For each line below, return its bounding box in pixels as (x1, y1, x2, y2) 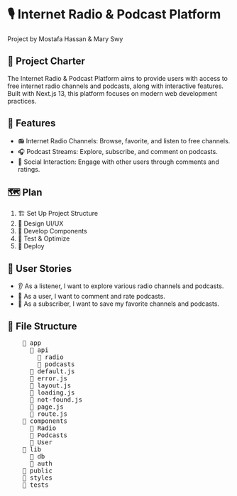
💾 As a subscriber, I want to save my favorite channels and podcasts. (17, 299, 220, 308)
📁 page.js (29, 403, 64, 411)
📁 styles (22, 474, 53, 482)
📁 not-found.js (29, 396, 83, 404)
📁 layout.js (29, 382, 72, 390)
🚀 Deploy (17, 242, 45, 250)
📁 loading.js (29, 389, 75, 397)
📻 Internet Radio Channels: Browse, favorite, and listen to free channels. (17, 136, 231, 145)
